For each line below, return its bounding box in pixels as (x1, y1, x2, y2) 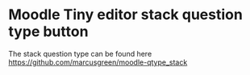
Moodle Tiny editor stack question (8, 6, 244, 24)
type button (8, 22, 89, 41)
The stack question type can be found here (8, 49, 152, 58)
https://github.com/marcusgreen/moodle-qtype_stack (8, 57, 188, 67)
